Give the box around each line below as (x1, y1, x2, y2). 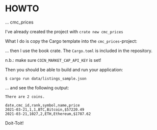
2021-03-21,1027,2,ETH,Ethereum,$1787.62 (5, 111, 91, 116)
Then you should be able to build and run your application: (5, 67, 123, 73)
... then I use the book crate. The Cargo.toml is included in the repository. (5, 48, 153, 53)
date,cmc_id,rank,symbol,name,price (5, 103, 80, 108)
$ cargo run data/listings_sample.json (5, 76, 87, 81)
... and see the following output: (5, 84, 69, 91)
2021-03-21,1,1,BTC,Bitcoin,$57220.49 (5, 107, 84, 112)
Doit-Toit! (5, 120, 24, 126)
